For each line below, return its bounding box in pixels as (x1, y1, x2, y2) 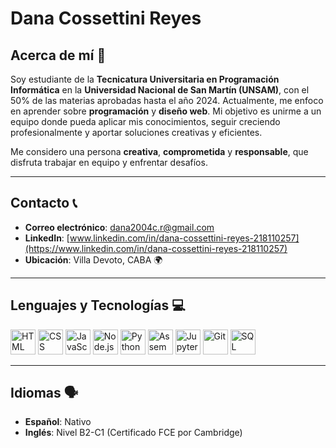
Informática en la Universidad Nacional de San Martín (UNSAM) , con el (10, 84, 310, 96)
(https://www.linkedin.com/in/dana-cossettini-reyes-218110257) (24, 242, 288, 254)
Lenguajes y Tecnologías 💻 (10, 297, 186, 314)
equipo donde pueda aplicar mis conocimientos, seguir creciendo (10, 116, 281, 127)
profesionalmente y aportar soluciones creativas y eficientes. (10, 127, 263, 138)
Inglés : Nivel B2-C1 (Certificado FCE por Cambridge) (24, 427, 243, 439)
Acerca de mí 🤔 (10, 47, 107, 64)
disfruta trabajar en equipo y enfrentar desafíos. (10, 157, 208, 168)
